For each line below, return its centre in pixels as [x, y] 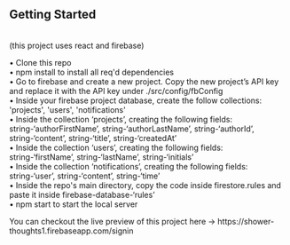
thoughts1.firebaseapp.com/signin [72, 231]
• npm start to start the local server [74, 204]
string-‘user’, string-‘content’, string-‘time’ [85, 176]
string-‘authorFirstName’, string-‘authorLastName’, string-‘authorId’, [132, 129]
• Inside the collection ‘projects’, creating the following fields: [121, 119]
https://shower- [246, 221]
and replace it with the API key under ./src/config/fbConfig [116, 91]
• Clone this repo [40, 62]
